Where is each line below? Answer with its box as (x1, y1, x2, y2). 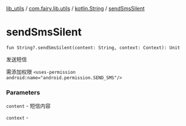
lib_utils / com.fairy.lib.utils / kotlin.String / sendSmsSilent (6, 5, 145, 12)
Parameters (6, 88, 40, 96)
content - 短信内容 (6, 103, 51, 110)
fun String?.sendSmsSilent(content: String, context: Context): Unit (6, 45, 181, 50)
